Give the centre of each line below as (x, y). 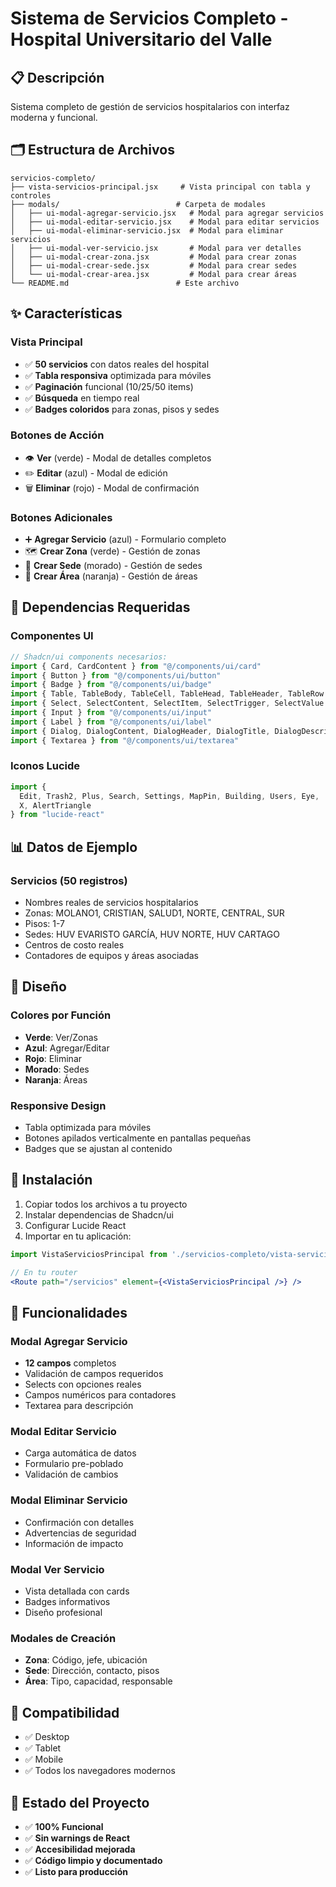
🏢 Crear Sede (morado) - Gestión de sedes (113, 566)
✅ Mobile (44, 1759)
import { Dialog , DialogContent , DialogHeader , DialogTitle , (140, 731)
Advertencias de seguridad (80, 1533)
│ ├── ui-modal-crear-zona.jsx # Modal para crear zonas (154, 257)
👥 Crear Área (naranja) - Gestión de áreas (111, 576)
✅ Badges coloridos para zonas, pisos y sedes (122, 409)
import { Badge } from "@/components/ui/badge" (111, 685)
